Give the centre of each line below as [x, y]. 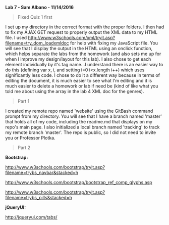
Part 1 [23, 101]
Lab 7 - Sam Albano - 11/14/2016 [40, 7]
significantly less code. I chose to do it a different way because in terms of [83, 75]
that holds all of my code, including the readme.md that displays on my [79, 122]
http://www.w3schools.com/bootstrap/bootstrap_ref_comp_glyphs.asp [79, 182]
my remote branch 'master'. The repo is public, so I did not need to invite [81, 132]
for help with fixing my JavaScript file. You [114, 43]
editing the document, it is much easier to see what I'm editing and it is [79, 81]
